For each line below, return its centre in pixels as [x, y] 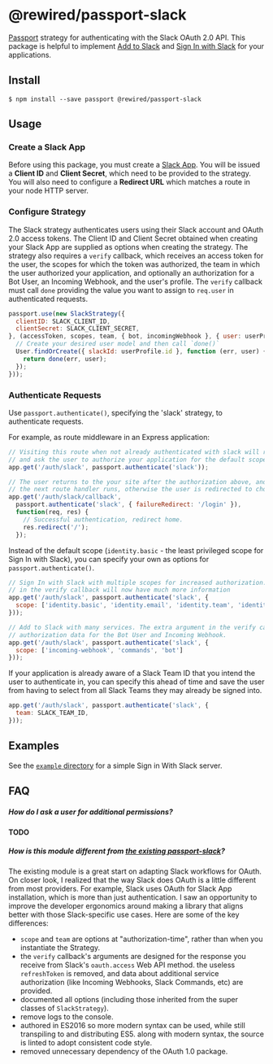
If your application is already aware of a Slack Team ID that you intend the [132, 674]
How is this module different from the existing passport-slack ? [117, 851]
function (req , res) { [52, 512]
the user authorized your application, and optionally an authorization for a [131, 273]
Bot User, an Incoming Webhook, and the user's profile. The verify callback [135, 281]
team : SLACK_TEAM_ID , [52, 713]
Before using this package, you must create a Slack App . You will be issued [134, 165]
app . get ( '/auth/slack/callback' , [65, 497]
